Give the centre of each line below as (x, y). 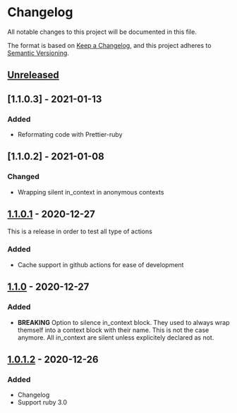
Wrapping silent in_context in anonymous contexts (91, 192)
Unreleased (34, 75)
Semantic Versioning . (38, 53)
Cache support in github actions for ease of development (101, 264)
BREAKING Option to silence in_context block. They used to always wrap (123, 322)
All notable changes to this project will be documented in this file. (102, 32)
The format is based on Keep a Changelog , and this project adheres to (109, 45)
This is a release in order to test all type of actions (80, 231)
